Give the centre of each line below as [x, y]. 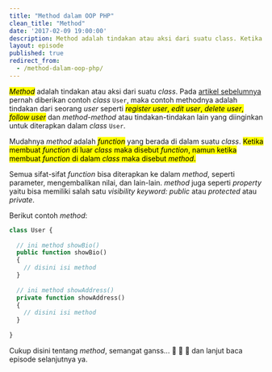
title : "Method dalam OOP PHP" [62, 16]
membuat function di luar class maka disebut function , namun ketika [123, 149]
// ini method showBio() [58, 245]
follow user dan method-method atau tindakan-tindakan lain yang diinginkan [136, 117]
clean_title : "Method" [47, 23]
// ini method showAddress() [65, 290]
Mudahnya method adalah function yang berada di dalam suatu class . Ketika [136, 141]
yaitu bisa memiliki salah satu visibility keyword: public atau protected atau [133, 191]
